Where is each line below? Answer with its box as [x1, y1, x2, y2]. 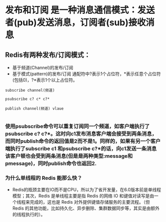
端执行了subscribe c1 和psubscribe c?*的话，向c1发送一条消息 [5, 145, 157, 152]
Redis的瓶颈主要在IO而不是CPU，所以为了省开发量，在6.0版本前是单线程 [12, 187, 161, 193]
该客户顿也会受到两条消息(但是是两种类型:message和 [5, 152, 133, 159]
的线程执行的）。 [12, 212, 46, 218]
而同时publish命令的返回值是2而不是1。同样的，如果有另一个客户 [5, 137, 161, 144]
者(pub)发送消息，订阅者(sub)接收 [5, 17, 146, 28]
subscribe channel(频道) [5, 88, 55, 93]
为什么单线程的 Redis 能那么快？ [5, 174, 83, 181]
